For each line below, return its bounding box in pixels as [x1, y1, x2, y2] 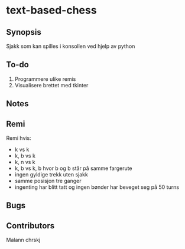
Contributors [6, 221, 55, 231]
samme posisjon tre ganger [14, 178, 82, 185]
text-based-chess [6, 4, 97, 17]
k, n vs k [14, 159, 35, 166]
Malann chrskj [6, 237, 41, 244]
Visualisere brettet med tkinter [14, 81, 89, 89]
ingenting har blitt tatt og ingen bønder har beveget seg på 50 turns [14, 184, 179, 191]
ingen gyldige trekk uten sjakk [14, 171, 89, 178]
